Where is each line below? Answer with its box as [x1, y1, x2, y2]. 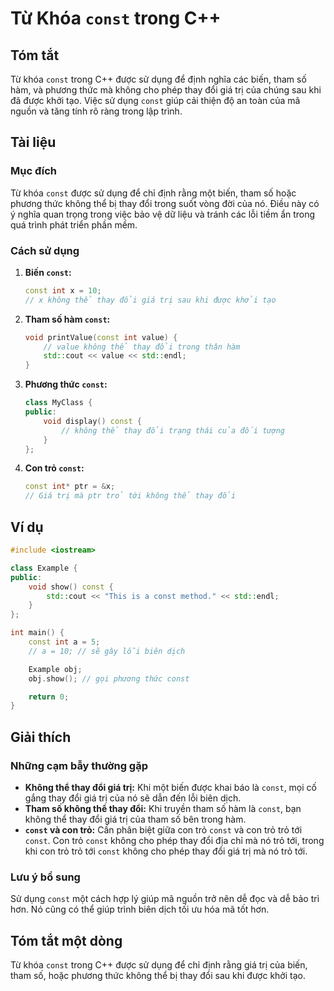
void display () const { [43, 416, 142, 426]
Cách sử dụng [10, 243, 80, 257]
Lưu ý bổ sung [10, 870, 81, 884]
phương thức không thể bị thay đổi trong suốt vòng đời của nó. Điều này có [10, 197, 320, 209]
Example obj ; [28, 664, 83, 674]
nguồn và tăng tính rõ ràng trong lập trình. [10, 105, 183, 117]
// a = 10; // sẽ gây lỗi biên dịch [28, 646, 186, 656]
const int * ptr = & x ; [24, 482, 116, 492]
